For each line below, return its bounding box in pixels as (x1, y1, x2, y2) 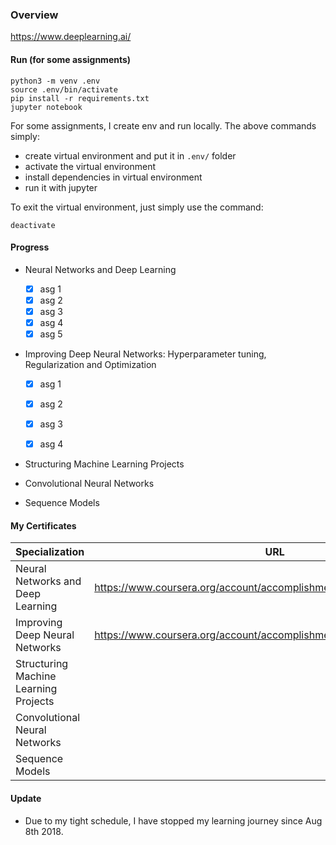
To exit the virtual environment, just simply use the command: (10, 201, 264, 213)
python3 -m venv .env (10, 76, 101, 86)
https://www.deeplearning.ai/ (10, 31, 132, 43)
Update (10, 793, 42, 805)
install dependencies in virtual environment (24, 171, 203, 183)
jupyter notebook (10, 102, 83, 112)
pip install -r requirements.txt (10, 93, 150, 103)
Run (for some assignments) (10, 53, 132, 65)
